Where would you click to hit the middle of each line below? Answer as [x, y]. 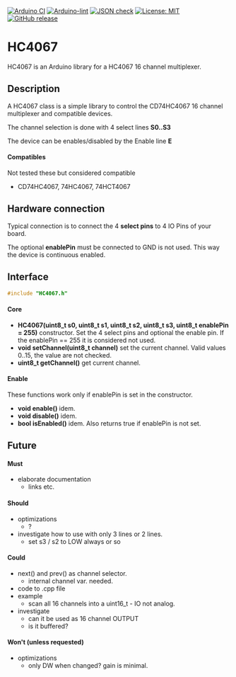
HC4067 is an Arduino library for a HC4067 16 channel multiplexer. [104, 67]
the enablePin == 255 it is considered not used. [87, 340]
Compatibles [26, 157]
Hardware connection [56, 209]
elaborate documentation [54, 479]
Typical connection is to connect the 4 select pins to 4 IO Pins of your [110, 226]
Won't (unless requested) [46, 642]
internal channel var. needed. [70, 581]
